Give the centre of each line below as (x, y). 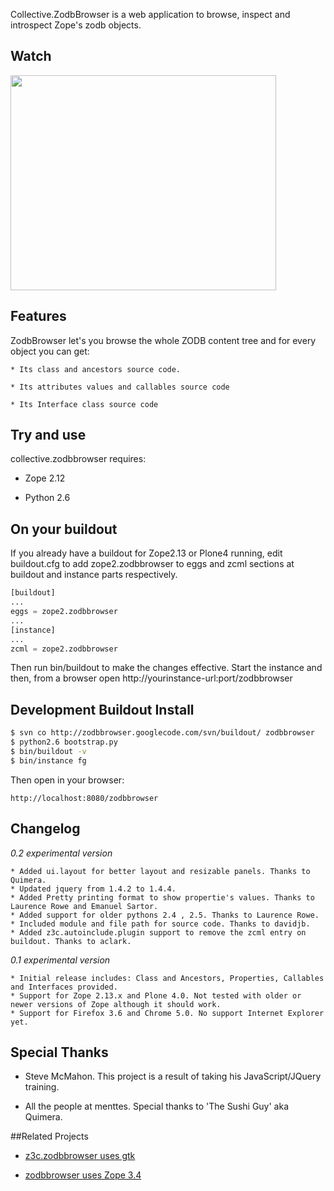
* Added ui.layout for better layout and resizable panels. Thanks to (160, 871)
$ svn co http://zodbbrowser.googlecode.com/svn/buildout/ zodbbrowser (162, 733)
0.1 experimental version (60, 960)
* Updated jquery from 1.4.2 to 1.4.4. (93, 889)
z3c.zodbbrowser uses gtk (80, 1156)
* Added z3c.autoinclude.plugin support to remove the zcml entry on (158, 932)
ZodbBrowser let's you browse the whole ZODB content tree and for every (163, 340)
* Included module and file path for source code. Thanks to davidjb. (160, 924)
